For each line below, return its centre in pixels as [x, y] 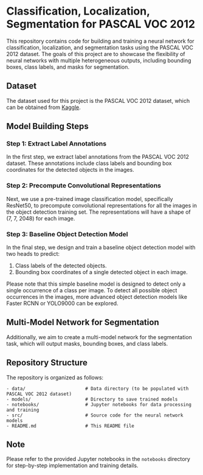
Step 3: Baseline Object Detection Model [67, 234]
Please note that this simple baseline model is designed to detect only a [96, 284]
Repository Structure [47, 363]
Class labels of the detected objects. [61, 266]
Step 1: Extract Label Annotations [57, 144]
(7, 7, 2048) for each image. [41, 218]
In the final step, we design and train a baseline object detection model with [101, 247]
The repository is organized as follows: [55, 377]
